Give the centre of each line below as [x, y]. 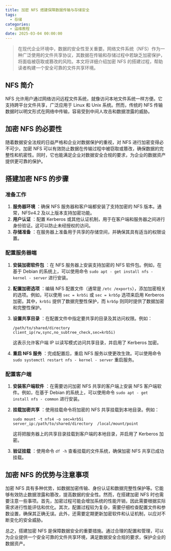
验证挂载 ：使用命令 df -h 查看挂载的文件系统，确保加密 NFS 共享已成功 [88, 451]
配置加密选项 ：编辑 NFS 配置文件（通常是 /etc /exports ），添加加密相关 [89, 288]
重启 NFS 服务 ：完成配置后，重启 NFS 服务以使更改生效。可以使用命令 [87, 353]
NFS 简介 [20, 85]
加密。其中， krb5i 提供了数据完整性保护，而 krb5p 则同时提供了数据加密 [88, 301]
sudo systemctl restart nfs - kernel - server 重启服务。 [75, 360]
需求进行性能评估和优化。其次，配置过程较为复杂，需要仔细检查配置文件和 [83, 507]
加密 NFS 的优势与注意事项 [47, 475]
